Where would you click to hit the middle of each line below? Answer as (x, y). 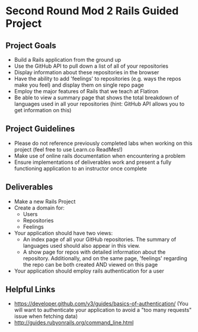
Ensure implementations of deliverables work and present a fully (93, 162)
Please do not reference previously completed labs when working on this (103, 143)
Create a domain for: (39, 208)
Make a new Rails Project (45, 201)
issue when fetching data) (46, 317)
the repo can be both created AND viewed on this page (90, 264)
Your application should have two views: (63, 233)
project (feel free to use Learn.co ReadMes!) (68, 149)
